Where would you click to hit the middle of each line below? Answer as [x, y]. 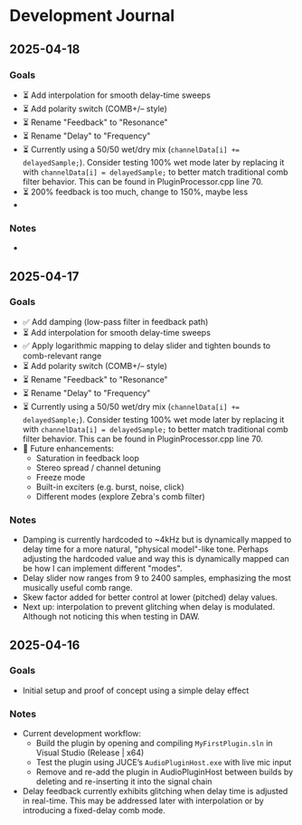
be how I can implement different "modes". [102, 569]
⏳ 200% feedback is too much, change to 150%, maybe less [135, 192]
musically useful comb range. [77, 588]
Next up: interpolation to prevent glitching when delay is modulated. [149, 607]
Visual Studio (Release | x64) [90, 753]
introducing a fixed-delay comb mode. [94, 811]
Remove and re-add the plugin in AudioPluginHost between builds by [165, 772]
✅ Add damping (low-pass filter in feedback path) [115, 321]
